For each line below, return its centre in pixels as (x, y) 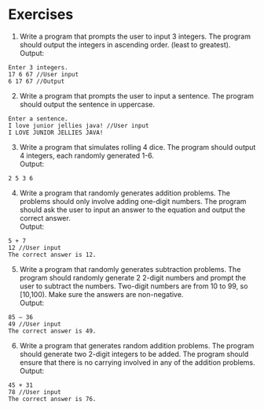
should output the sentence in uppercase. (87, 104)
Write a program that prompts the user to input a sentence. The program (136, 95)
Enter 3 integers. (38, 67)
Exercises (41, 15)
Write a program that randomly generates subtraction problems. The (130, 269)
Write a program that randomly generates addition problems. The (125, 193)
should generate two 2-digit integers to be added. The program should (134, 354)
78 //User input (35, 392)
